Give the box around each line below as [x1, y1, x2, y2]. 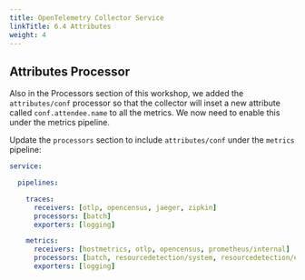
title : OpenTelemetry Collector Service [9, 13, 165, 23]
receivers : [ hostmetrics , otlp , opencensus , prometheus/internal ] [33, 245, 290, 255]
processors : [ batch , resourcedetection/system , [33, 254, 218, 263]
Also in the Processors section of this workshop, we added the [9, 88, 244, 99]
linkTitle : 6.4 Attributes [9, 22, 112, 31]
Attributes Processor [9, 64, 130, 79]
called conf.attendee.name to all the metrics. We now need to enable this [9, 107, 280, 118]
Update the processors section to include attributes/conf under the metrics [9, 135, 295, 145]
